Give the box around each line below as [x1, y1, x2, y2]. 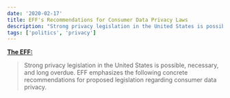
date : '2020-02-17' [7, 10, 63, 17]
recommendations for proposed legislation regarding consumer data [23, 76, 217, 84]
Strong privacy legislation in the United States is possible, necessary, [23, 61, 219, 69]
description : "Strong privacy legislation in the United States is [7, 23, 204, 29]
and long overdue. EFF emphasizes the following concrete [23, 69, 188, 77]
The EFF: [7, 48, 33, 56]
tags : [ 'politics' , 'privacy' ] [7, 29, 97, 36]
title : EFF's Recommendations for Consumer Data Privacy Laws [7, 16, 188, 23]
